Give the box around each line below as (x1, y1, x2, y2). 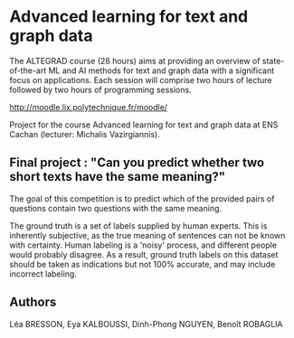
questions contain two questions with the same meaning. (9, 202, 223, 213)
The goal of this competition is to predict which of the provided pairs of (9, 192, 275, 204)
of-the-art (9, 65, 47, 76)
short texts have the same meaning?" (9, 169, 226, 184)
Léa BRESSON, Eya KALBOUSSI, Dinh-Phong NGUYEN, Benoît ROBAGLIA (9, 318, 283, 329)
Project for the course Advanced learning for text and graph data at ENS (9, 119, 279, 130)
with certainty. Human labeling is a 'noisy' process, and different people (9, 239, 278, 250)
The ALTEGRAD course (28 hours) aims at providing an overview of (9, 55, 261, 66)
